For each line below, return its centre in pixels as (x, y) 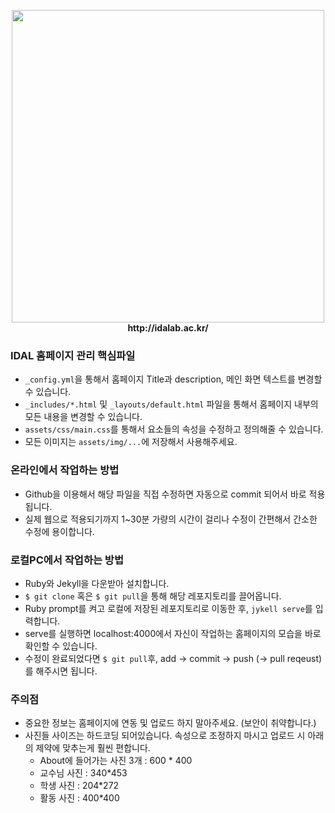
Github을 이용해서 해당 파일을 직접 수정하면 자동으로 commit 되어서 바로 (165, 494)
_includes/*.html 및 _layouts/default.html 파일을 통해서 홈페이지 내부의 (171, 404)
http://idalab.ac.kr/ (168, 328)
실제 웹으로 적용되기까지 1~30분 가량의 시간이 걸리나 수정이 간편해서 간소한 (171, 519)
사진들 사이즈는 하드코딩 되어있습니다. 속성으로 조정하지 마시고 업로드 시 (165, 736)
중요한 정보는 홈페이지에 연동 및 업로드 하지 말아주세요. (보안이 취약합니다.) (170, 723)
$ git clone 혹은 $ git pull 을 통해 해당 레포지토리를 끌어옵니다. (153, 596)
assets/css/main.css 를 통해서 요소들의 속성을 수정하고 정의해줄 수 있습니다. (174, 429)
